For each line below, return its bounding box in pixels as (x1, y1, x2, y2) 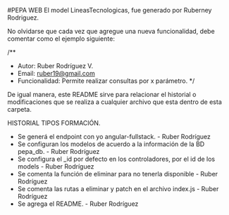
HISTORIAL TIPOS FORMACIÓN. (7, 119, 101, 127)
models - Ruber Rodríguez (17, 162, 94, 171)
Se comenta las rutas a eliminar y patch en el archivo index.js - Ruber (17, 185, 219, 193)
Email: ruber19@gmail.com (17, 70, 95, 77)
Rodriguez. (7, 13, 39, 22)
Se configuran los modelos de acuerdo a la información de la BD (17, 140, 205, 148)
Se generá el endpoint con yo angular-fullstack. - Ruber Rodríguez (17, 133, 211, 141)
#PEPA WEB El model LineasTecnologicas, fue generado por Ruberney (7, 6, 212, 14)
